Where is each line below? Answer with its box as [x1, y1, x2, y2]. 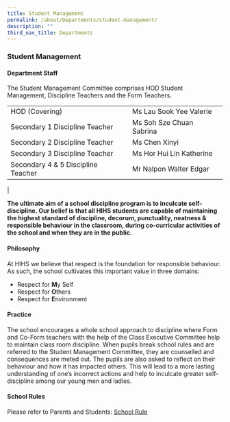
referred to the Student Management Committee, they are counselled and [7, 347, 214, 355]
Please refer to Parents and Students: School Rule [7, 408, 148, 416]
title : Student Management [7, 10, 84, 17]
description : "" [7, 23, 53, 30]
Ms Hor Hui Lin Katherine [132, 149, 214, 159]
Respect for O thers [16, 288, 71, 296]
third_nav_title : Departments [7, 29, 94, 36]
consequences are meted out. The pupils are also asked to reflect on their [7, 355, 216, 363]
